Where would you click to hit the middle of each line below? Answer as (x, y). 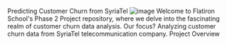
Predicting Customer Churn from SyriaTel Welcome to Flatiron (111, 11)
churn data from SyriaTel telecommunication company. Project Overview (114, 34)
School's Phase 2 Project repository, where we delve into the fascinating (114, 19)
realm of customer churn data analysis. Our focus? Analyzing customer (112, 26)
